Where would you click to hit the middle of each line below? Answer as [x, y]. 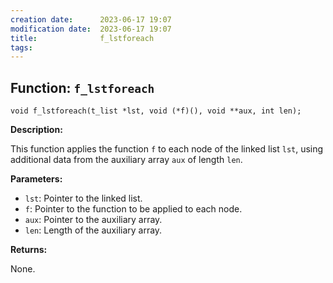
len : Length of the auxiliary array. [93, 230]
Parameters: [36, 179]
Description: [36, 130]
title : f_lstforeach [82, 38]
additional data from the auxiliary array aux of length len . [126, 160]
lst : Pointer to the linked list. [83, 198]
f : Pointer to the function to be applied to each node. [133, 209]
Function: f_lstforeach [82, 87]
